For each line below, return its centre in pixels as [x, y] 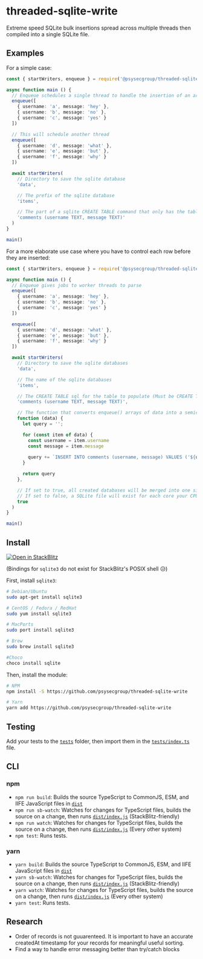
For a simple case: [29, 68]
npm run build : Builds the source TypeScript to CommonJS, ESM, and [102, 797]
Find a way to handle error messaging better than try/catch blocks [97, 949]
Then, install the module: [37, 675]
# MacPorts [20, 624]
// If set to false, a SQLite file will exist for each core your [102, 496]
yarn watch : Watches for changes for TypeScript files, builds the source [104, 890]
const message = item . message [66, 446]
